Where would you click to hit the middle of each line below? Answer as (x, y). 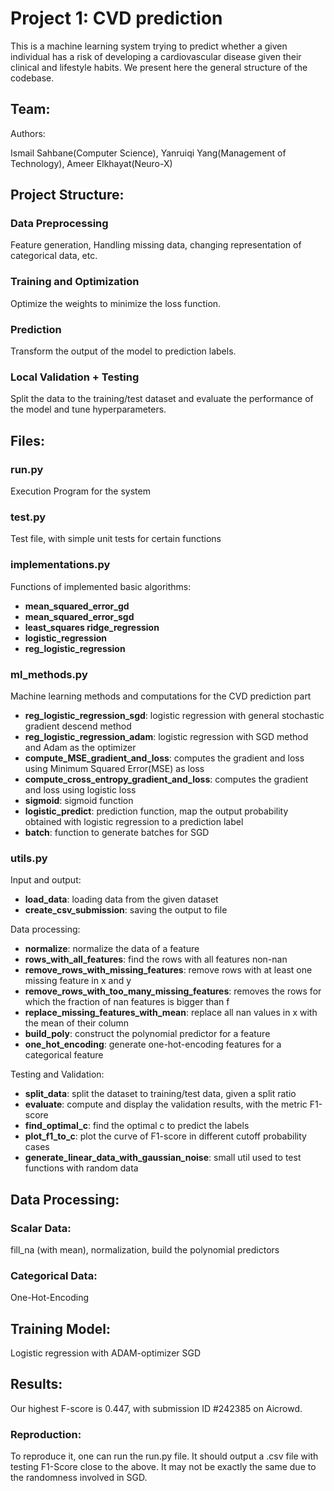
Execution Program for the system (80, 491)
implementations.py (60, 565)
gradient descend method (78, 726)
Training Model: (60, 1328)
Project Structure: (67, 195)
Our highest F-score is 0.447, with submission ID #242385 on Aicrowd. (156, 1408)
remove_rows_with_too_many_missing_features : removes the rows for (173, 991)
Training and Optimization (75, 282)
